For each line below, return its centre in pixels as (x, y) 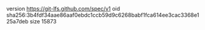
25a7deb (17, 21)
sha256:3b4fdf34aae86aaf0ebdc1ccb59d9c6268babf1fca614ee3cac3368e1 (103, 15)
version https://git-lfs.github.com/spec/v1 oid (63, 9)
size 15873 (43, 21)
